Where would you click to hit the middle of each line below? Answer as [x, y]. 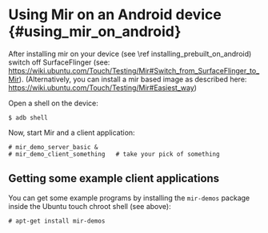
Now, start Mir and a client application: [72, 132]
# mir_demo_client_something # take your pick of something [114, 154]
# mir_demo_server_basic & [53, 147]
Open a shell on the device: [53, 103]
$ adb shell [28, 117]
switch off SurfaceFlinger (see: [59, 62]
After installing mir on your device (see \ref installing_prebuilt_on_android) [130, 53]
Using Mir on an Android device [115, 15]
